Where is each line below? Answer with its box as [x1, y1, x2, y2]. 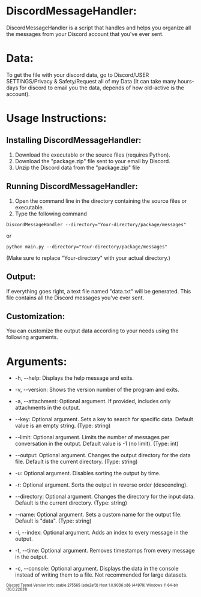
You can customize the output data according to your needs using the [6, 327, 179, 334]
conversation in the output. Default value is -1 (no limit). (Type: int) [14, 440, 179, 448]
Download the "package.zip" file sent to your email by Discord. [14, 157, 171, 164]
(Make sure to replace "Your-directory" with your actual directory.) [6, 254, 171, 262]
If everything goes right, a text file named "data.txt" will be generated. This [6, 287, 191, 295]
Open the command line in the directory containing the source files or [14, 197, 187, 205]
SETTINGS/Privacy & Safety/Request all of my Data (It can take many [6, 77, 176, 85]
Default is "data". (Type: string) [14, 517, 92, 524]
